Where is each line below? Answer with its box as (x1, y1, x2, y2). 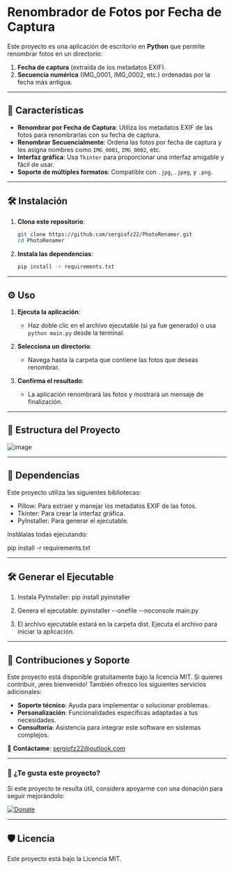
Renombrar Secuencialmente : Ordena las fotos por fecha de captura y (17, 137, 222, 147)
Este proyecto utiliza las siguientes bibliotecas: (7, 488, 141, 496)
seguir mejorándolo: (7, 791, 65, 800)
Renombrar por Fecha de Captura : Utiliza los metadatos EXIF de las (17, 123, 213, 131)
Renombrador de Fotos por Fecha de (7, 4, 222, 20)
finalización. (27, 398, 63, 405)
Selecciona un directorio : (17, 343, 92, 350)
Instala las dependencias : (17, 250, 93, 258)
